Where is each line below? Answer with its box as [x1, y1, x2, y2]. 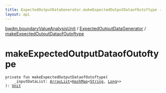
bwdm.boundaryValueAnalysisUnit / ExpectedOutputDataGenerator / [5, 25, 146, 31]
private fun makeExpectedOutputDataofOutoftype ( [5, 75, 108, 80]
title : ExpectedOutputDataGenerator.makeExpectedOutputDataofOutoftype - [5, 7, 162, 12]
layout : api [5, 12, 30, 17]
